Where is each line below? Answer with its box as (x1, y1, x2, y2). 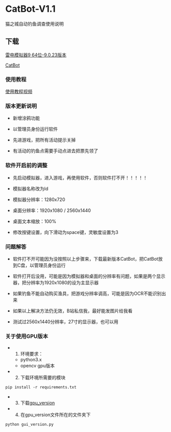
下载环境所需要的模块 (20, 375, 66, 381)
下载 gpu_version (20, 400, 55, 406)
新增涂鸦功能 (12, 115, 40, 121)
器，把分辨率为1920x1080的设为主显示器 (12, 279, 99, 285)
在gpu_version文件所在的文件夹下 (20, 411, 91, 418)
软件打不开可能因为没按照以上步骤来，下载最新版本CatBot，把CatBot (12, 256, 159, 262)
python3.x (20, 357, 42, 363)
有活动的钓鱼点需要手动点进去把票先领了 (12, 148, 98, 154)
